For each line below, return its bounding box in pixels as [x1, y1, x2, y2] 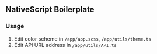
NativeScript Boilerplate [5, 5, 95, 15]
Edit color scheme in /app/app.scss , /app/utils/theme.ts [13, 35, 151, 42]
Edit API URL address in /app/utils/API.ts [13, 41, 117, 48]
